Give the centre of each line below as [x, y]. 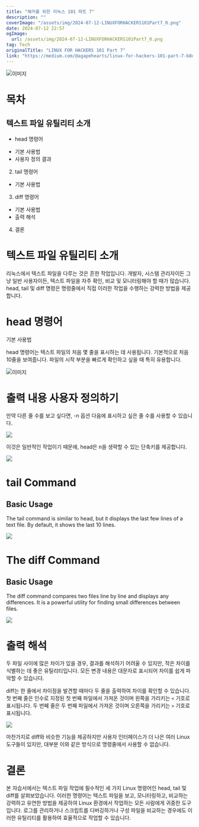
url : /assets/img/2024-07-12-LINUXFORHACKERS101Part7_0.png [87, 39]
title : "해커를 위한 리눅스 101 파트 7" [50, 12]
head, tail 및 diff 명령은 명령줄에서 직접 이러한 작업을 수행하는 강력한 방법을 [93, 288]
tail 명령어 [26, 171]
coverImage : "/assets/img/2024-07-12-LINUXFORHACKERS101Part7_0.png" [94, 23]
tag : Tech [18, 45]
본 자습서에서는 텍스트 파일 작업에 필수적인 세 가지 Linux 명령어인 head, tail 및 [96, 788]
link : [13, 56]
